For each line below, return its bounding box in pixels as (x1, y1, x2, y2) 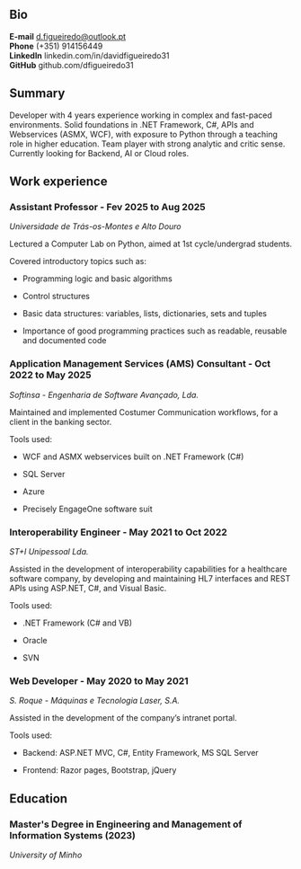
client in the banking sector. (9, 416, 112, 427)
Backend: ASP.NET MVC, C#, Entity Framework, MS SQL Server (22, 748, 259, 758)
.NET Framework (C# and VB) (22, 617, 133, 628)
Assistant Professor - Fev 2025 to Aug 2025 (9, 200, 206, 213)
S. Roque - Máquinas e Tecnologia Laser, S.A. (9, 696, 181, 706)
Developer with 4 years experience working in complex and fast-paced (9, 110, 272, 120)
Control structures (22, 291, 90, 302)
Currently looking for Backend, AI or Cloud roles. (9, 147, 190, 158)
